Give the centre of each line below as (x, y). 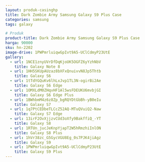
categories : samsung (27, 19)
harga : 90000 (19, 43)
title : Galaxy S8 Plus (38, 133)
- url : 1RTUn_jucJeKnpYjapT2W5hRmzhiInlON (55, 128)
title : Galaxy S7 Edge (38, 114)
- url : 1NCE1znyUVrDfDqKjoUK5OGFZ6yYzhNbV (55, 62)
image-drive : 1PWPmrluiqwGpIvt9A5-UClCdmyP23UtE (58, 52)
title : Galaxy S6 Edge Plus (44, 95)
